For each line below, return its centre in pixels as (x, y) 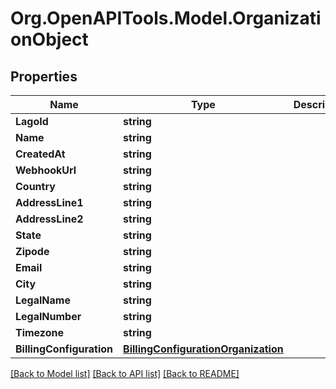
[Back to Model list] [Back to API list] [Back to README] (125, 373)
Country (35, 186)
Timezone (39, 332)
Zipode (32, 251)
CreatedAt (40, 154)
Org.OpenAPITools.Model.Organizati (166, 18)
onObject (49, 39)
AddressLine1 (49, 202)
